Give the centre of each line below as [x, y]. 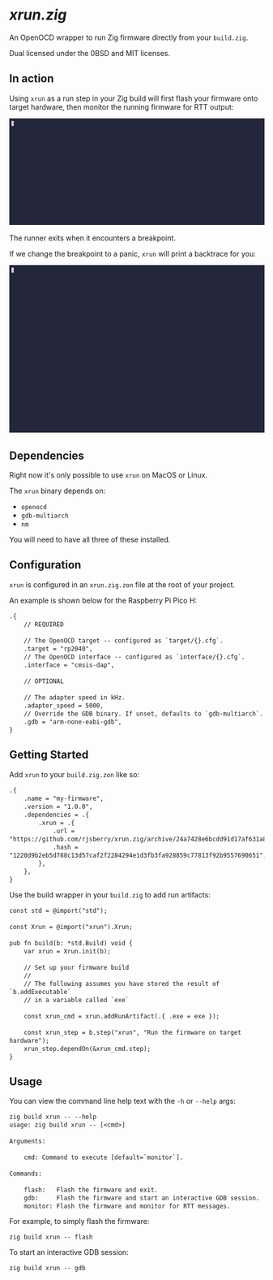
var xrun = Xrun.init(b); [68, 951]
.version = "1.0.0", [58, 806]
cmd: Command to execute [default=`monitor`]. [104, 1158]
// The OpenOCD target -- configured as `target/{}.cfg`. [124, 640]
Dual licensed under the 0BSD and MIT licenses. [90, 53]
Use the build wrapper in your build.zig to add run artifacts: [110, 894]
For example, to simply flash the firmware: [79, 1222]
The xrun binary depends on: [58, 491]
